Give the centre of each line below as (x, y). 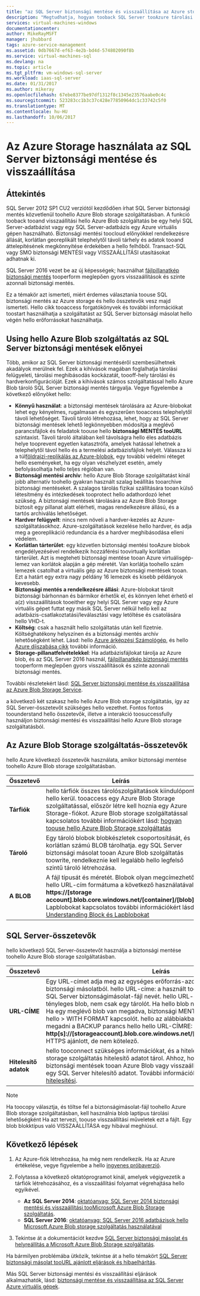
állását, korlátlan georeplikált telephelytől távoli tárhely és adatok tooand (95, 240)
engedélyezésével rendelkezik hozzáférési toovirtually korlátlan (93, 552)
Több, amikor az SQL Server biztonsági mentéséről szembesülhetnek (91, 363)
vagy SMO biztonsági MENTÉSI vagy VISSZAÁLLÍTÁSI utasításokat (88, 253)
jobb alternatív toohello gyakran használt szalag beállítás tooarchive (98, 482)
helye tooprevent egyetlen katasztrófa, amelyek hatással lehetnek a (97, 444)
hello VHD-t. (30, 621)
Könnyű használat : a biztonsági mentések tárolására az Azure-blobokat (103, 406)
